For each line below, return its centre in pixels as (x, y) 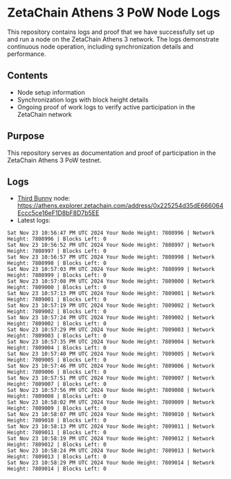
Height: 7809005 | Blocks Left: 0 (57, 360)
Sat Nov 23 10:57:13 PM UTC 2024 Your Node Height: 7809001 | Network (111, 294)
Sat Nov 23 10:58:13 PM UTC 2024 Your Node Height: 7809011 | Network (111, 426)
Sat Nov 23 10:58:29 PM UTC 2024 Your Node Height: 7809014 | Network (111, 463)
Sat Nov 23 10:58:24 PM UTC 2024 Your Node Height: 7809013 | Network (111, 451)
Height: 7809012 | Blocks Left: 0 (57, 445)
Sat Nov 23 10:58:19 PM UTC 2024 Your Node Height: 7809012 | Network (111, 439)
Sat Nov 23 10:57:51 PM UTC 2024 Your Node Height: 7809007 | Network (111, 378)
